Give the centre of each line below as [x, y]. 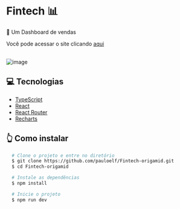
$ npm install [29, 184]
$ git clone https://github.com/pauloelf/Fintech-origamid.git [93, 161]
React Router [31, 112]
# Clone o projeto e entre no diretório [63, 155]
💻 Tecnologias [35, 82]
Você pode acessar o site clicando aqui [55, 44]
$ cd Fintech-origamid [40, 167]
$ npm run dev [29, 200]
